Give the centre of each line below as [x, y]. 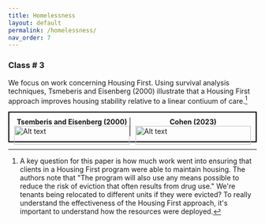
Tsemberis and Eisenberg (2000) [72, 122]
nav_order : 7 [30, 38]
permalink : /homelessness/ [52, 30]
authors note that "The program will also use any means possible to [129, 178]
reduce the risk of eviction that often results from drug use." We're [127, 186]
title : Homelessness [42, 15]
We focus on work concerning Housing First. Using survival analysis [119, 82]
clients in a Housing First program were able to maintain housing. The [132, 169]
